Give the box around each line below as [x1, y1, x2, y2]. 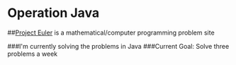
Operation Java [7, 5, 100, 21]
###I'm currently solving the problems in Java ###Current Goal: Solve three [7, 42, 230, 50]
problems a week [7, 49, 58, 58]
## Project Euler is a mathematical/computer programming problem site [7, 28, 215, 37]
